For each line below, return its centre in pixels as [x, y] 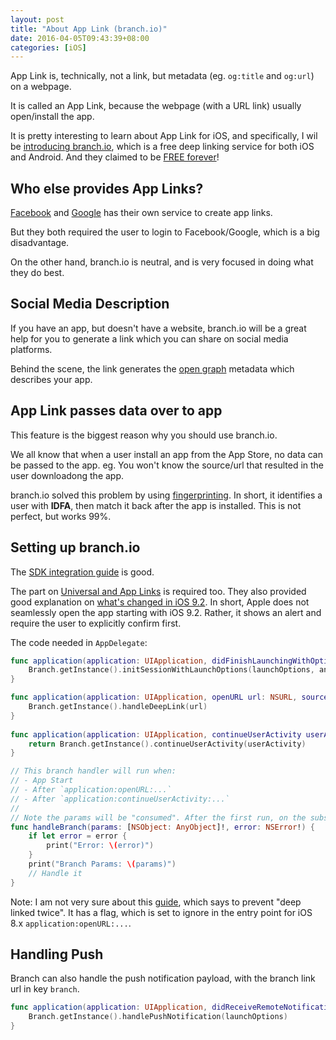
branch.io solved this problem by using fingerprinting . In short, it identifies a [166, 495]
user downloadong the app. [67, 475]
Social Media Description [90, 304]
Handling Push [57, 954]
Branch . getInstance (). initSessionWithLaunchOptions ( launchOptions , [171, 670]
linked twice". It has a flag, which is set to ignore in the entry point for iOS [161, 912]
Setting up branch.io [75, 547]
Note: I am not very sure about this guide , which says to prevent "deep [156, 902]
